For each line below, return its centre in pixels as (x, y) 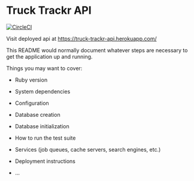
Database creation (38, 114)
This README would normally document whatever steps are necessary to (97, 50)
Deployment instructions (45, 161)
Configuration (32, 103)
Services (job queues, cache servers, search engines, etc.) (88, 149)
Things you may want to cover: (44, 68)
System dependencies (43, 91)
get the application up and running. (49, 56)
